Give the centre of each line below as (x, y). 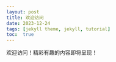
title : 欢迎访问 (25, 18)
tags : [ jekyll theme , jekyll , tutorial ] (59, 29)
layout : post (23, 12)
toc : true (20, 35)
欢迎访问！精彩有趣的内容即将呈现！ (52, 53)
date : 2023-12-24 (28, 23)
